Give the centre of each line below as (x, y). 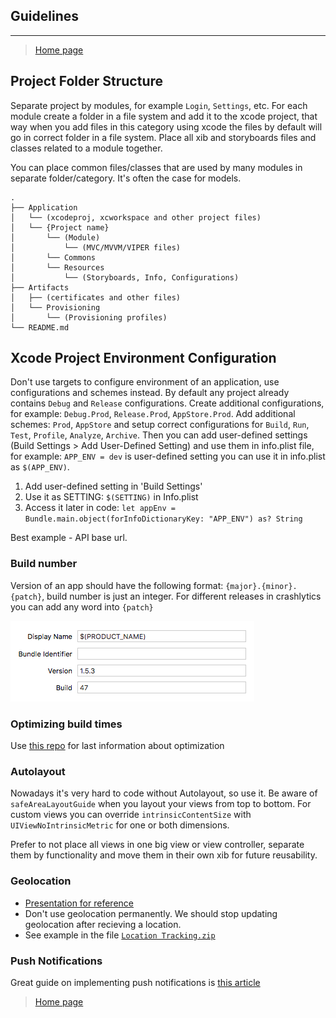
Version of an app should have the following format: (117, 585)
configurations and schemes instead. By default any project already (150, 393)
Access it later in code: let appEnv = (100, 508)
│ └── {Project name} (60, 227)
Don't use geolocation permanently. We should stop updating (151, 913)
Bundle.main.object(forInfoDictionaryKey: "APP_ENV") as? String (163, 519)
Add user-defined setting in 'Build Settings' (113, 486)
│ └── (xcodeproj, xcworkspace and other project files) (136, 217)
